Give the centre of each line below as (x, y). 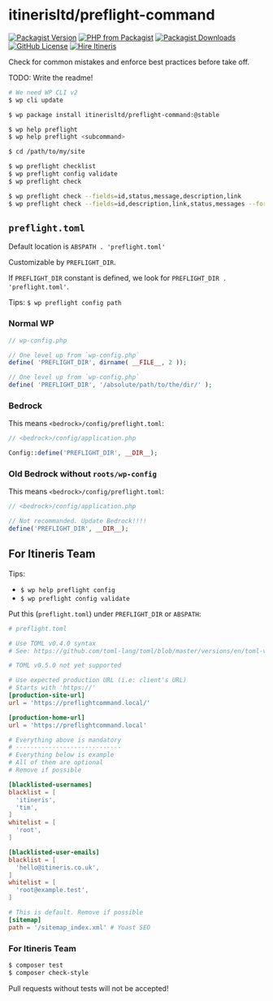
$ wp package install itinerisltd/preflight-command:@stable (114, 115)
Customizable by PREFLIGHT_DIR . (62, 263)
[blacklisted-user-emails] (54, 852)
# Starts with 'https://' (52, 688)
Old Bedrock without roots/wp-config (82, 474)
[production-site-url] (47, 696)
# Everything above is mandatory (65, 740)
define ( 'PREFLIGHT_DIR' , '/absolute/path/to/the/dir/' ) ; (110, 385)
